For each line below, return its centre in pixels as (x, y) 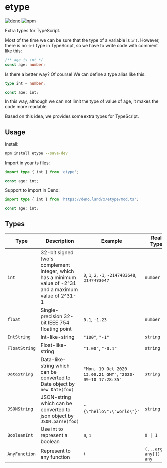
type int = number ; (25, 83)
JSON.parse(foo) (60, 421)
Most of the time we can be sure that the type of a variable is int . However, (83, 40)
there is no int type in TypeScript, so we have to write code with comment (82, 45)
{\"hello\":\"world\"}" (112, 412)
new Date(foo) (57, 390)
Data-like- (53, 360)
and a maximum (59, 290)
